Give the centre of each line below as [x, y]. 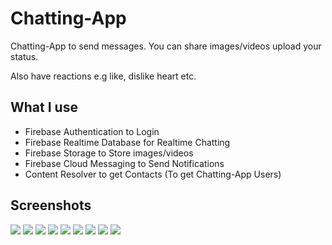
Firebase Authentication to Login [92, 131]
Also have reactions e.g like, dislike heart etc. [103, 76]
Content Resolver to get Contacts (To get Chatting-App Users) [153, 174]
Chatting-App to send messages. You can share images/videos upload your [166, 46]
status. [24, 56]
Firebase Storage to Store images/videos [109, 153]
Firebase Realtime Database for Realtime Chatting [127, 142]
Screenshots [51, 205]
